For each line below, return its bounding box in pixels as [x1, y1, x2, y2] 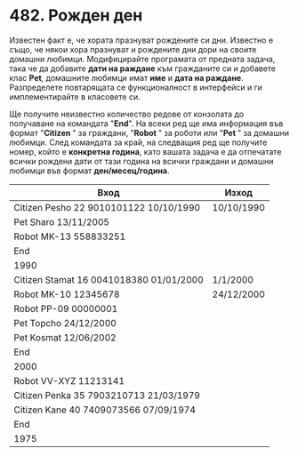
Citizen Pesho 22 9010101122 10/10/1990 [13, 201, 201, 213]
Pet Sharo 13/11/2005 [13, 215, 109, 228]
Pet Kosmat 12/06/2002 [13, 331, 117, 343]
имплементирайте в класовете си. [9, 91, 141, 102]
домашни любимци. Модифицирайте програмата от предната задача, [9, 53, 276, 64]
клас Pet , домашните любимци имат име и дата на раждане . [9, 72, 244, 83]
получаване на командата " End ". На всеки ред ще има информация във [9, 117, 284, 129]
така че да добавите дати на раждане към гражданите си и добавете [9, 63, 277, 74]
